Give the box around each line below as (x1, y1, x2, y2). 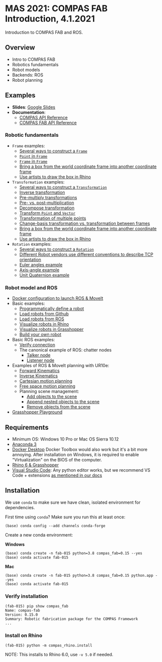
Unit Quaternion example (19, 272, 70, 278)
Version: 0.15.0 (5, 612, 38, 617)
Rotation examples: (12, 241, 52, 247)
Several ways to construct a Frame (19, 148, 88, 154)
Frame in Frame (19, 158, 48, 164)
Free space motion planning (19, 383, 75, 389)
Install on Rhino (5, 632, 42, 639)
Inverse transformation (19, 189, 65, 195)
